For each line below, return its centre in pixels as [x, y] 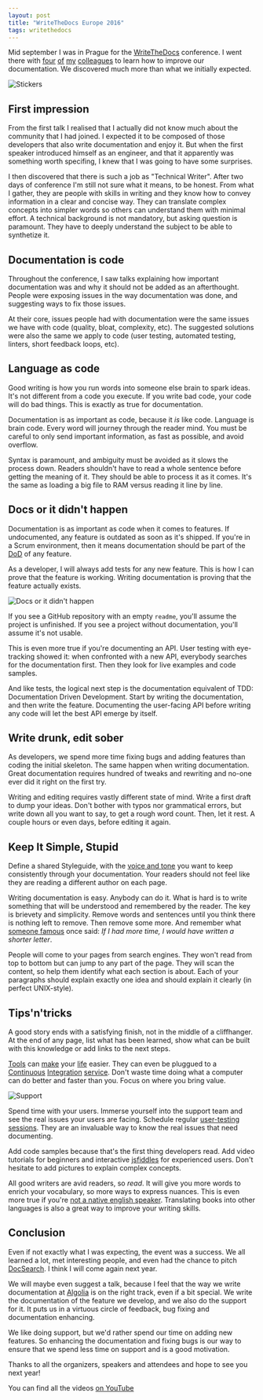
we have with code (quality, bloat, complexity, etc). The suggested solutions [131, 327]
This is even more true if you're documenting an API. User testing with [122, 648]
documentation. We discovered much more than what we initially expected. [130, 69]
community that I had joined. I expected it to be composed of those [117, 136]
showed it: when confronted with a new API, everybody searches [142, 656]
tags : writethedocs [40, 30]
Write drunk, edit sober [66, 739]
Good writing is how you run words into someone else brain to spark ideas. [129, 388]
